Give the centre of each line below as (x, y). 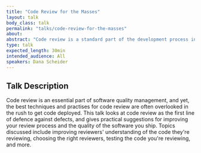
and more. (19, 145)
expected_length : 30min (36, 51)
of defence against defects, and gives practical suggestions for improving (97, 120)
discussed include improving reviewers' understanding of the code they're (98, 132)
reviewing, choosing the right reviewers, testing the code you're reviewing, (98, 139)
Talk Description (37, 86)
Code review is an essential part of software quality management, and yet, (98, 100)
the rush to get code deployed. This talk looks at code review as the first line (100, 113)
